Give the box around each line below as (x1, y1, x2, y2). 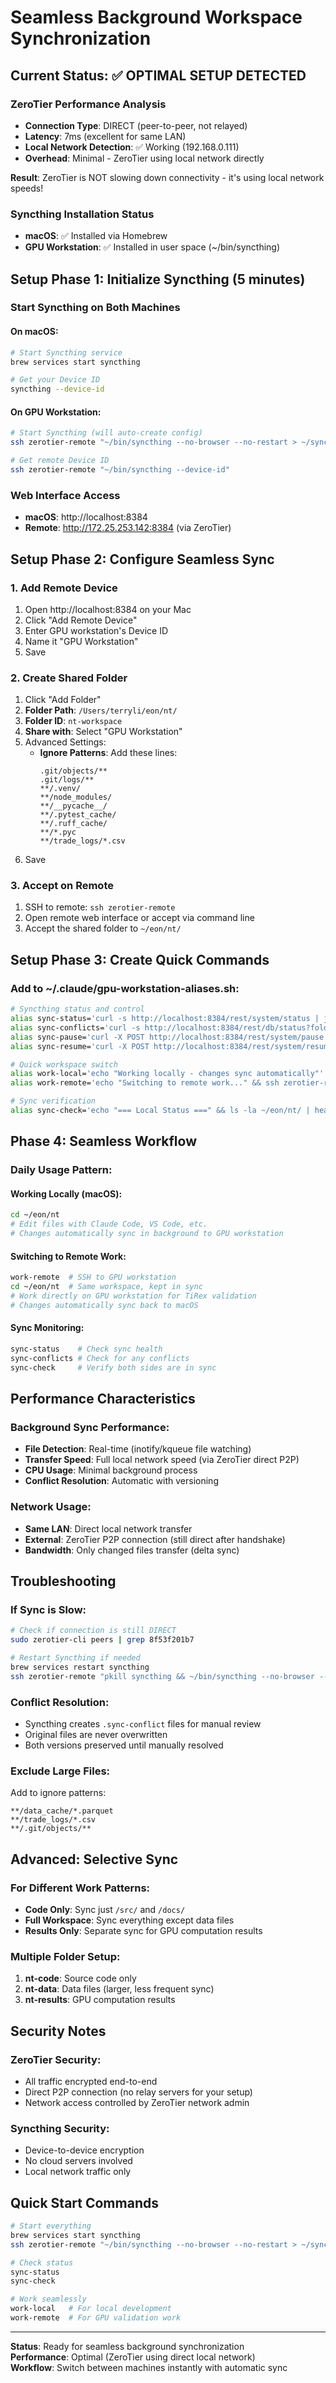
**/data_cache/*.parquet (10, 1806, 114, 1816)
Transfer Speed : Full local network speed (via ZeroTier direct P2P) (24, 1454, 300, 1466)
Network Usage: (10, 1500, 92, 1514)
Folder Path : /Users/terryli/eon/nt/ (24, 704, 178, 716)
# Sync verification (10, 1096, 97, 1106)
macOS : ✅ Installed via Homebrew (24, 230, 168, 242)
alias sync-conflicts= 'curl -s (10, 1022, 141, 1033)
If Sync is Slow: (10, 1602, 87, 1616)
